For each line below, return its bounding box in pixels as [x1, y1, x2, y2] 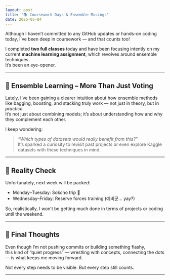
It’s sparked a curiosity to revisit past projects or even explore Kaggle [17, 141, 162, 147]
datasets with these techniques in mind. [17, 147, 101, 153]
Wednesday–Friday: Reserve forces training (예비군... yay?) [12, 195, 135, 202]
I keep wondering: [5, 126, 43, 132]
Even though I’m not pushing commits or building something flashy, [5, 244, 146, 250]
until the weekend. [5, 211, 44, 217]
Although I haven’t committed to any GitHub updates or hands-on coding [5, 31, 157, 37]
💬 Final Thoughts [5, 230, 60, 239]
